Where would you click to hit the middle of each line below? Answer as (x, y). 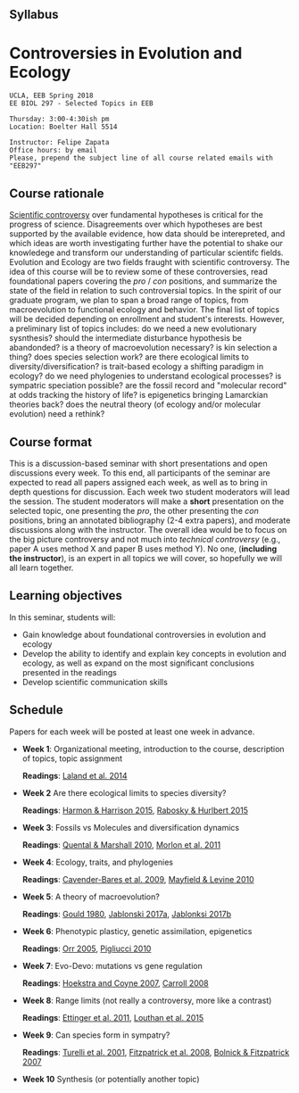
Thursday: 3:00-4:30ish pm (59, 120)
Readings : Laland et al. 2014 (75, 775)
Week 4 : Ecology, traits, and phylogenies (98, 862)
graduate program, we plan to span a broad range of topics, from (129, 300)
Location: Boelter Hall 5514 (63, 127)
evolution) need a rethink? (57, 414)
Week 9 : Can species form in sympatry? (96, 1035)
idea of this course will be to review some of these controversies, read (138, 272)
